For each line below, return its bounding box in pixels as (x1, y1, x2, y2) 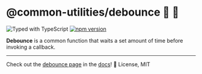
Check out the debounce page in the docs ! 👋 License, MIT (6, 60, 150, 68)
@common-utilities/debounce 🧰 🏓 (6, 5, 179, 19)
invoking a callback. (6, 43, 56, 51)
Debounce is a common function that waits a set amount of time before (6, 37, 183, 44)
